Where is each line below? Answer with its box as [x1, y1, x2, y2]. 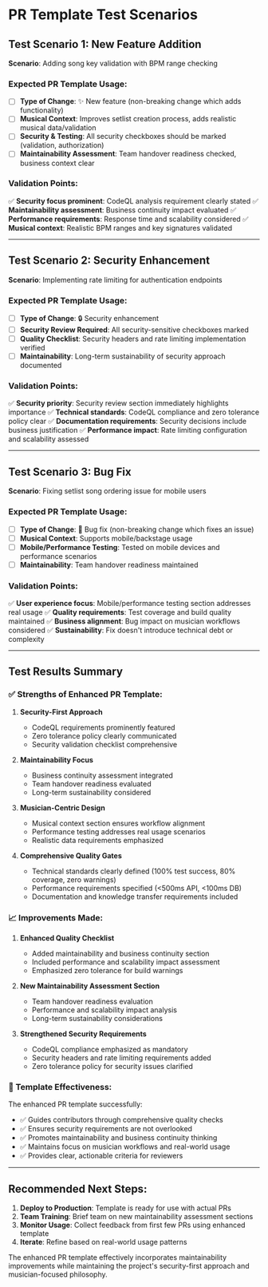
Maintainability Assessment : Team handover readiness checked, [19, 149, 237, 159]
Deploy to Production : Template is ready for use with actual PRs [19, 1203, 231, 1213]
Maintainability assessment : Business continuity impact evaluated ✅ [8, 205, 237, 215]
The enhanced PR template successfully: [8, 1099, 143, 1109]
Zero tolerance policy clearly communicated [31, 731, 177, 740]
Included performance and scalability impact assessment [31, 957, 221, 967]
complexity [8, 635, 45, 644]
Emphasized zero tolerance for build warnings [31, 966, 183, 976]
